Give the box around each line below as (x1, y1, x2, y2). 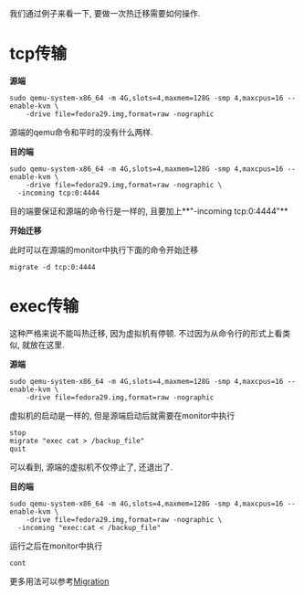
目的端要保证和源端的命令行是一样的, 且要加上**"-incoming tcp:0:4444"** (9, 205, 289, 217)
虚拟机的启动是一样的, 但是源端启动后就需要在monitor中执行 (9, 410, 236, 420)
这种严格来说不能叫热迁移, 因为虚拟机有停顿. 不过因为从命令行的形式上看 (9, 327, 283, 338)
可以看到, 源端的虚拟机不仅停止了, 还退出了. (9, 461, 173, 473)
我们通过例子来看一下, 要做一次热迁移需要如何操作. (9, 8, 201, 18)
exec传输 (9, 296, 79, 317)
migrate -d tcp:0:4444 (9, 262, 96, 271)
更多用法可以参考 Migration (9, 575, 110, 587)
